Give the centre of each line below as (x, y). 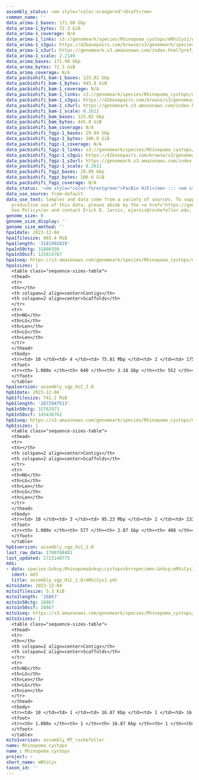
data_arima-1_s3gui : (32, 45)
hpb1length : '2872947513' (38, 404)
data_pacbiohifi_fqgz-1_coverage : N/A (54, 144)
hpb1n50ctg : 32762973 (33, 409)
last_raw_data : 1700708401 (39, 553)
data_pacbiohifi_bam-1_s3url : (44, 105)
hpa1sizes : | (22, 266)
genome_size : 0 (25, 216)
